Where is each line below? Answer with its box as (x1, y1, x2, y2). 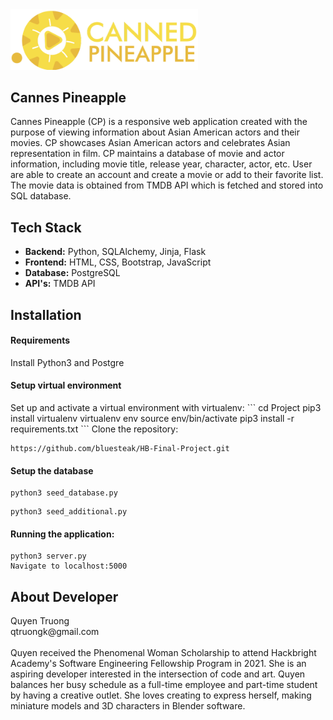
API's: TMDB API (24, 278, 96, 290)
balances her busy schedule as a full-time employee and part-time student (10, 679, 318, 691)
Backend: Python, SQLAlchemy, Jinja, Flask (24, 246, 207, 258)
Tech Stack (10, 219, 82, 236)
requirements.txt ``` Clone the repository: (10, 423, 179, 435)
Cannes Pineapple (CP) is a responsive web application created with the (10, 116, 308, 128)
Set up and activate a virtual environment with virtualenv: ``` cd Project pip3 (10, 402, 322, 414)
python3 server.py (10, 551, 87, 562)
